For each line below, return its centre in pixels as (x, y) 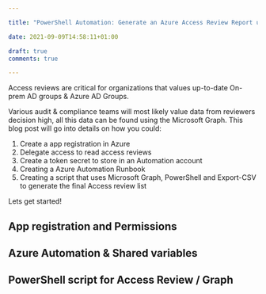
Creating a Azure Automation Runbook (82, 169)
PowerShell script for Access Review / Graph (121, 280)
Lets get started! (35, 201)
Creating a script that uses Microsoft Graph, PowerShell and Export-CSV (138, 178)
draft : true (28, 51)
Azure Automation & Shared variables (103, 253)
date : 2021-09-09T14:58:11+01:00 (63, 36)
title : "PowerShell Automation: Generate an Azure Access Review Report (131, 22)
